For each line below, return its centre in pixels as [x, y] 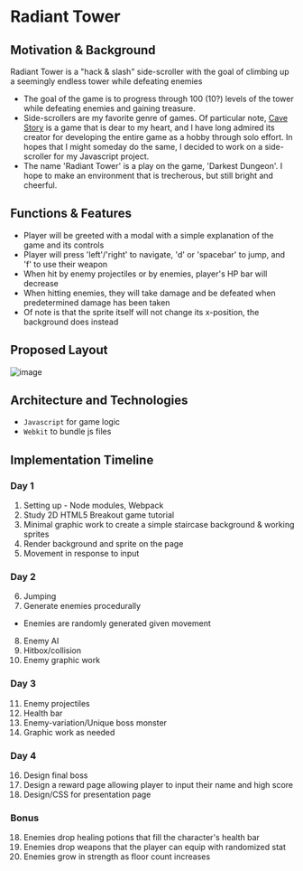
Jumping [40, 596]
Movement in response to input [81, 554]
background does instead [71, 322]
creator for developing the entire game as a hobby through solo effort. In [158, 137]
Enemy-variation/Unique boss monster [95, 722]
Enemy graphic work [62, 660]
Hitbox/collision [52, 651]
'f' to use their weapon [65, 264]
